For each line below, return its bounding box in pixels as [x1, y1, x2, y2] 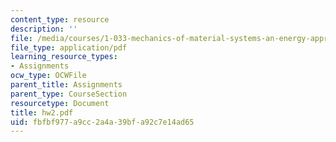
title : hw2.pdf [10, 107, 74, 118]
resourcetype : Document [10, 98, 110, 108]
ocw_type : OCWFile [10, 71, 87, 81]
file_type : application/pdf [10, 42, 128, 53]
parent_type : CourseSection [10, 89, 128, 99]
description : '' [10, 24, 78, 34]
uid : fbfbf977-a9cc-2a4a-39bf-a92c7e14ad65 [10, 117, 195, 127]
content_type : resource [10, 14, 110, 25]
